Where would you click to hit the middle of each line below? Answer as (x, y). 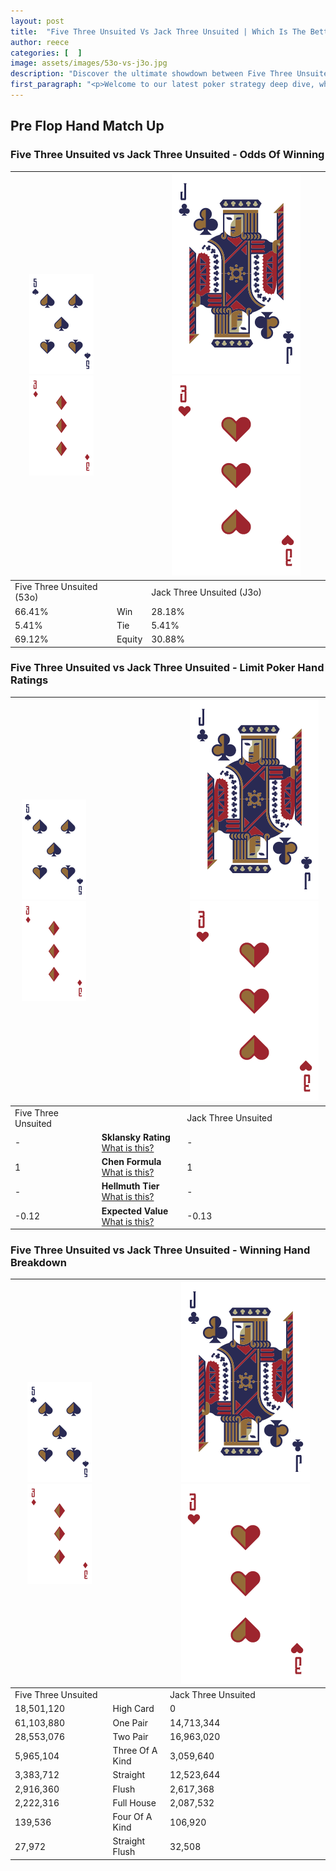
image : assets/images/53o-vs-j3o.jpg (89, 63)
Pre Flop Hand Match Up (87, 126)
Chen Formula (131, 1162)
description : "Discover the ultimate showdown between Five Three (151, 74)
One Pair (130, 1722)
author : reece (40, 42)
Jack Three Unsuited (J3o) (207, 592)
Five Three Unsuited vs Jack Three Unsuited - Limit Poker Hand (167, 668)
